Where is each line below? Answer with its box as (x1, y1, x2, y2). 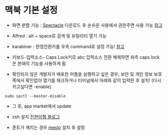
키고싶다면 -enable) (12, 83, 52, 89)
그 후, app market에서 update (12, 103, 71, 109)
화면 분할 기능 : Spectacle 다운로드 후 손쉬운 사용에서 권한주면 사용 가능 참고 (12, 22, 163, 28)
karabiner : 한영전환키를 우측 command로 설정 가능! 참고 (12, 43, 125, 49)
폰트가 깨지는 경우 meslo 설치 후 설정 (12, 124, 85, 130)
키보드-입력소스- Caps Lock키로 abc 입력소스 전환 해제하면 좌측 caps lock (12, 54, 160, 60)
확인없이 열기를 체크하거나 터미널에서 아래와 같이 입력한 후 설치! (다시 (25, 77, 161, 83)
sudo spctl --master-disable (5, 93, 66, 98)
